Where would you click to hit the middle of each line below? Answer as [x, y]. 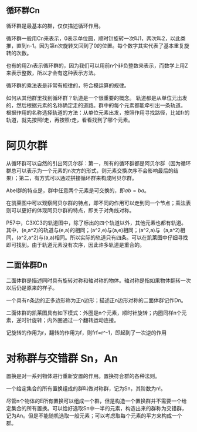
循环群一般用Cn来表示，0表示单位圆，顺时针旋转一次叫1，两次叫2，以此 [93, 38]
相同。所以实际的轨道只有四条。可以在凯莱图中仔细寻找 [122, 237]
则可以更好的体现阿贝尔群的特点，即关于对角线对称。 [70, 210]
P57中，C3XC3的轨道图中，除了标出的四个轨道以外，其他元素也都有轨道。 [96, 223]
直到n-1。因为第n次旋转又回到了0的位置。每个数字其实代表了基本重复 [100, 45]
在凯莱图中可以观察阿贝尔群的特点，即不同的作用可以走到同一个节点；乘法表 [98, 203]
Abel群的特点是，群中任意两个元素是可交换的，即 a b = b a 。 [78, 190]
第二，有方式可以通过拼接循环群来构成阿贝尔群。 [78, 178]
